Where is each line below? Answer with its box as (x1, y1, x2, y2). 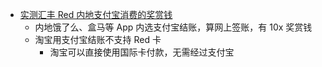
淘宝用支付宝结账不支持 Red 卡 (34, 34, 162, 45)
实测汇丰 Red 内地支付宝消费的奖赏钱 (19, 9, 173, 20)
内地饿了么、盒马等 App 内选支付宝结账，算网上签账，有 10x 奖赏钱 (34, 21, 313, 33)
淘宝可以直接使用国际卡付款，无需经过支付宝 (49, 46, 235, 58)
